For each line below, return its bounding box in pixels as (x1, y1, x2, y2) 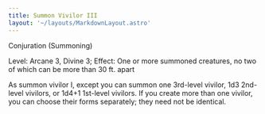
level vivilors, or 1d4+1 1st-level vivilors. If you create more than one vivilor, (8, 88, 253, 97)
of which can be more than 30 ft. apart (8, 64, 135, 74)
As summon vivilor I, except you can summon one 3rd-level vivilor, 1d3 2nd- (8, 80, 257, 89)
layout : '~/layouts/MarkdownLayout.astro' (8, 19, 151, 27)
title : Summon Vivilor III (8, 11, 98, 20)
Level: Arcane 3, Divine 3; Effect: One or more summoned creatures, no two (8, 56, 257, 66)
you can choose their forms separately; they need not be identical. (8, 97, 227, 106)
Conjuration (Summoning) (8, 40, 93, 50)
